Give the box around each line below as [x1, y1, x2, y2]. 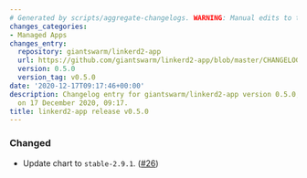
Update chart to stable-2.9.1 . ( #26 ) [22, 157, 159, 169]
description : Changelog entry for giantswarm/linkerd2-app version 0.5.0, [9, 89, 301, 99]
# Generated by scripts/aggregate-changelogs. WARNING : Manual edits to [9, 13, 292, 23]
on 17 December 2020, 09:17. [17, 98, 129, 108]
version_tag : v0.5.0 [17, 73, 96, 82]
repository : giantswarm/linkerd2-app [17, 47, 162, 57]
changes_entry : [9, 38, 68, 48]
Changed [9, 137, 52, 150]
